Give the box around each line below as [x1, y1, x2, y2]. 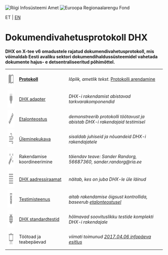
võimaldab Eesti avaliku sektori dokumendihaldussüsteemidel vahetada [5, 53, 158, 59]
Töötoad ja [19, 234, 41, 240]
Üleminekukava [19, 136, 51, 142]
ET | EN [5, 14, 21, 20]
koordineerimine [19, 159, 52, 165]
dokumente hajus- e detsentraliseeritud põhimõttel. [5, 59, 115, 65]
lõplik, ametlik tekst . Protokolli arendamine [68, 76, 155, 82]
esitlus [68, 239, 82, 245]
